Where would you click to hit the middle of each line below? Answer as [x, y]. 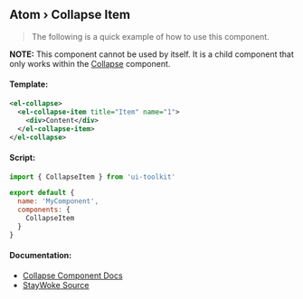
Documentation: [41, 256]
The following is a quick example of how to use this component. [150, 36]
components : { [44, 210]
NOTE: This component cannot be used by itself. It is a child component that [151, 54]
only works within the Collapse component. [90, 63]
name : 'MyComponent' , [58, 201]
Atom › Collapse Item [70, 15]
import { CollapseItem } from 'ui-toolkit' [93, 177]
